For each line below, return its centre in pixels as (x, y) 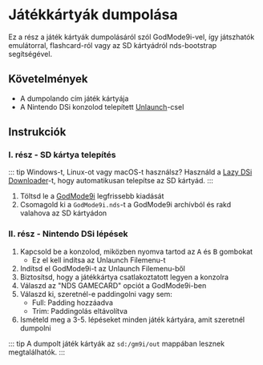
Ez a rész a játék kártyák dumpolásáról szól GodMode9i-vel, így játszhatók (131, 37)
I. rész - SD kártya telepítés (62, 155)
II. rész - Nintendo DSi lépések (68, 234)
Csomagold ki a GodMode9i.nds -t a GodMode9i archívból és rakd (125, 205)
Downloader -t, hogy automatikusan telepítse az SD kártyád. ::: (111, 181)
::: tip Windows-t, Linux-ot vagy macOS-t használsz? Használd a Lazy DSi (130, 172)
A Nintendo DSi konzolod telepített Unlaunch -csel (102, 106)
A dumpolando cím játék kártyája (74, 98)
